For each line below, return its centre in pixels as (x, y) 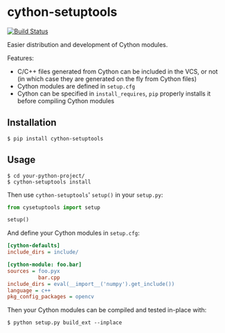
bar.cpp (49, 278)
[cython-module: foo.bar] (44, 265)
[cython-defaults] (34, 246)
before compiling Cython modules (66, 100)
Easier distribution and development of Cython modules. (88, 44)
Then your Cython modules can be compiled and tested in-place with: (107, 310)
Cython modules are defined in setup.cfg (76, 86)
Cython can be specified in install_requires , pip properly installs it (114, 93)
